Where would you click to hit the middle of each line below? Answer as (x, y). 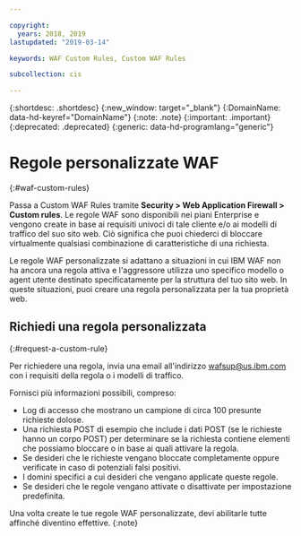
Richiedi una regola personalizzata (108, 327)
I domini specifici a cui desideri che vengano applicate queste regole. (150, 477)
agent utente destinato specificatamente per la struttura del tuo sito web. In (148, 280)
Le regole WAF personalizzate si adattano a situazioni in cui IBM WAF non (145, 261)
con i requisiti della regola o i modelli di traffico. (97, 375)
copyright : (30, 25)
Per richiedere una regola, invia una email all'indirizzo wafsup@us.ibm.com (148, 366)
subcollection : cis (46, 74)
